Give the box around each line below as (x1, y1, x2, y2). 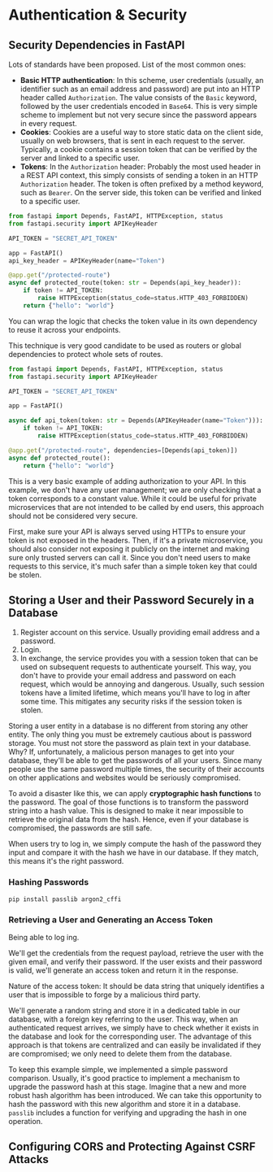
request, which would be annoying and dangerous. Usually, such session (19, 679, 265, 689)
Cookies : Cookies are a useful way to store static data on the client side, (19, 128, 263, 137)
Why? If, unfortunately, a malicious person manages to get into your (8, 747, 235, 757)
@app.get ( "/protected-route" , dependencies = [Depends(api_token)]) (8, 446, 238, 455)
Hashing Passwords (8, 877, 89, 888)
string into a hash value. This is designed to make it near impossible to (8, 806, 244, 816)
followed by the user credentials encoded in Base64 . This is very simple (19, 102, 258, 111)
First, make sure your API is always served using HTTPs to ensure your (8, 526, 246, 536)
